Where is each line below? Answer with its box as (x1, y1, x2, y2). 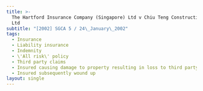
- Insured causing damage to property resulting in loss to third (11, 64, 182, 71)
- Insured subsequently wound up (11, 70, 96, 76)
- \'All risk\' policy (11, 53, 69, 59)
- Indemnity (11, 48, 42, 54)
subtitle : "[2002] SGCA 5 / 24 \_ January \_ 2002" (6, 25, 129, 32)
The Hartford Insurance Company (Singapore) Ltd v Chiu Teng (11, 14, 169, 20)
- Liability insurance (11, 43, 69, 48)
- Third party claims (11, 59, 66, 65)
